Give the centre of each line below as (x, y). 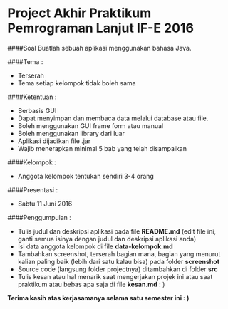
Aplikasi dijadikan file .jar (54, 141)
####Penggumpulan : (39, 217)
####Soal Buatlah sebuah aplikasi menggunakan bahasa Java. (99, 48)
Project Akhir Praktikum (79, 13)
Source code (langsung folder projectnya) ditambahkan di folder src (118, 269)
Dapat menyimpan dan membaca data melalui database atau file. (113, 118)
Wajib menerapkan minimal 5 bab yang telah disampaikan (102, 148)
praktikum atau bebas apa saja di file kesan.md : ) (91, 284)
